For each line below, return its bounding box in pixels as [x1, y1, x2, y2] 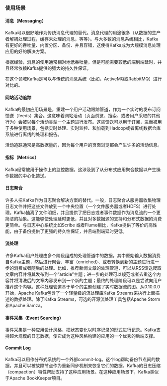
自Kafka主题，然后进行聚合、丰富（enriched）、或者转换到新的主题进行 [5, 258, 151, 265]
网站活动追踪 [5, 94, 31, 100]
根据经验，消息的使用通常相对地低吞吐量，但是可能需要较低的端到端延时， [5, 59, 158, 65]
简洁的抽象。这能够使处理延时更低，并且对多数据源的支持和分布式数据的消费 [5, 215, 162, 221]
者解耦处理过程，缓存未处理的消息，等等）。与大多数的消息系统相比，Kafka [5, 36, 159, 42]
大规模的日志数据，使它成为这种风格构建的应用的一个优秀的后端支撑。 [13, 333, 158, 339]
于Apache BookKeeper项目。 [5, 375, 65, 381]
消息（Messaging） [5, 17, 46, 23]
